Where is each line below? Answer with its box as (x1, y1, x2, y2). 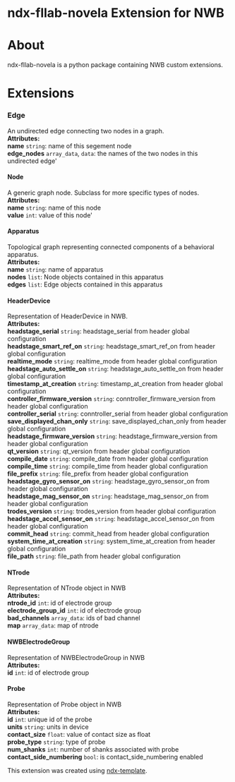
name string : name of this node (7, 203, 101, 212)
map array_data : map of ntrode (7, 621, 99, 630)
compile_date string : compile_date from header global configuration (7, 455, 209, 463)
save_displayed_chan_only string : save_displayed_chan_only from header (7, 417, 227, 426)
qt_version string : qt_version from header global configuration (7, 447, 191, 456)
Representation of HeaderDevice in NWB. (7, 312, 128, 320)
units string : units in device (7, 722, 90, 731)
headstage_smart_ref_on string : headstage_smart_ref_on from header (7, 342, 215, 351)
